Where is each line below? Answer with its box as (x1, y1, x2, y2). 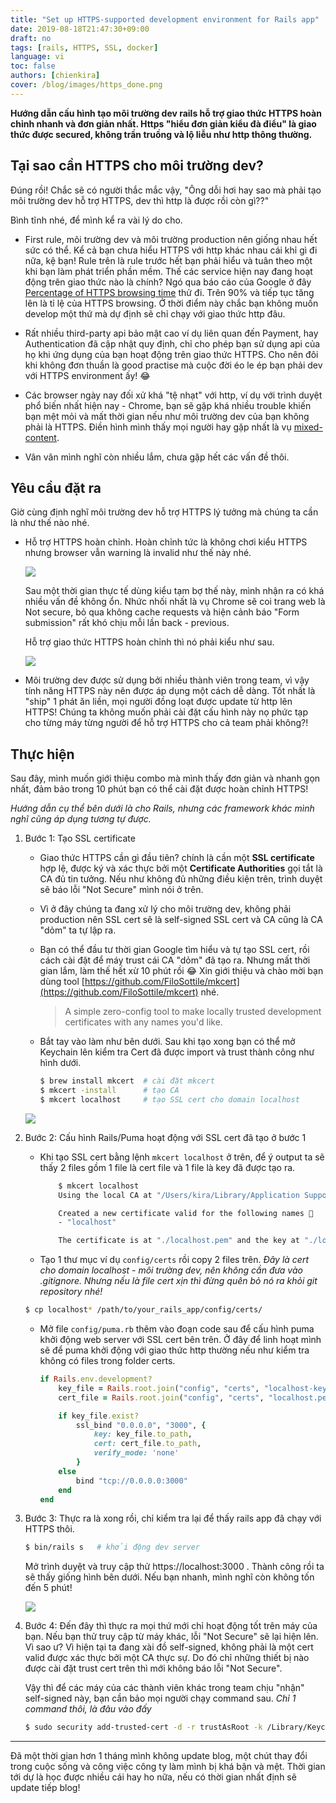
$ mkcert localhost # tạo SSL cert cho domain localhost (39, 1094, 300, 1105)
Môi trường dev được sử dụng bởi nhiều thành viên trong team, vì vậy (24, 674, 310, 686)
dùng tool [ (39, 976, 85, 988)
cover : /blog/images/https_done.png (10, 80, 163, 90)
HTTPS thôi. (24, 1523, 75, 1535)
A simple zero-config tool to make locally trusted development (64, 1006, 322, 1018)
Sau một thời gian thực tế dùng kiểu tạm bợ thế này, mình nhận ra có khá (24, 585, 325, 597)
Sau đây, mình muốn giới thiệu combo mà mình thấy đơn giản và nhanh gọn (10, 772, 321, 785)
